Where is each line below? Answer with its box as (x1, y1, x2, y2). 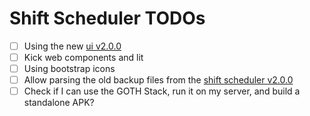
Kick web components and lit (23, 52, 144, 63)
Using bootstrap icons (23, 63, 116, 75)
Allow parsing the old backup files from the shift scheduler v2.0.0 (23, 74, 294, 86)
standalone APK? (23, 97, 95, 109)
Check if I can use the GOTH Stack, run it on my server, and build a (23, 85, 301, 97)
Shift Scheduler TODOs (9, 7, 206, 30)
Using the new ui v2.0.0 (23, 40, 122, 52)
